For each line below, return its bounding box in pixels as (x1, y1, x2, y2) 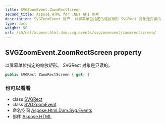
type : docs (5, 21, 28, 26)
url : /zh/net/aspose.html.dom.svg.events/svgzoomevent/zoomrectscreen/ (5, 30, 156, 35)
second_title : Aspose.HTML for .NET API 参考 (5, 12, 99, 17)
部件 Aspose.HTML (12, 113, 52, 119)
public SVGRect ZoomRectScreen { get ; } (5, 72, 90, 77)
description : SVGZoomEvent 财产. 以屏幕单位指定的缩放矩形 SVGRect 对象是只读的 (5, 16, 161, 21)
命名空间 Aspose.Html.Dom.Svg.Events (12, 107, 93, 113)
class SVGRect (12, 96, 43, 102)
